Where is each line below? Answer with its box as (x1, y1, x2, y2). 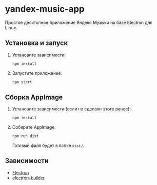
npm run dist (12, 134, 39, 139)
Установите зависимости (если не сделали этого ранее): (12, 106, 131, 112)
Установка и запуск (5, 39, 68, 47)
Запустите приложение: (12, 70, 62, 76)
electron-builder (12, 175, 45, 181)
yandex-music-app (5, 3, 85, 15)
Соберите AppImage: (12, 124, 56, 130)
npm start (12, 80, 33, 84)
